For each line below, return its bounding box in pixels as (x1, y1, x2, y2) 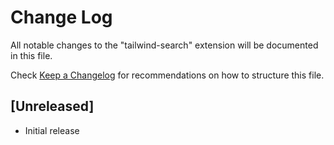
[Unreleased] (10, 98, 95, 115)
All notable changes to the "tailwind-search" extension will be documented (10, 39, 319, 51)
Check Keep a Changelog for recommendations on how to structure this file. (10, 69, 325, 81)
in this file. (10, 49, 53, 61)
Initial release (24, 124, 80, 136)
